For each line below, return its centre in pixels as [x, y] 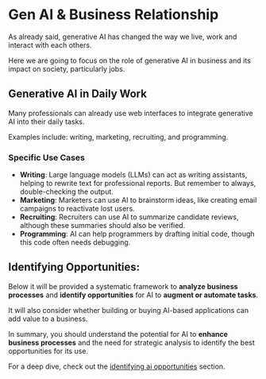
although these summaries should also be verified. [102, 226]
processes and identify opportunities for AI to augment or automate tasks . [133, 295]
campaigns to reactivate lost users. [77, 209]
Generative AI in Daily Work [77, 94]
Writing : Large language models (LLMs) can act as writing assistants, [133, 175]
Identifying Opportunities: [74, 267]
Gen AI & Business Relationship [114, 15]
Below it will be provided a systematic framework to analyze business [123, 286]
